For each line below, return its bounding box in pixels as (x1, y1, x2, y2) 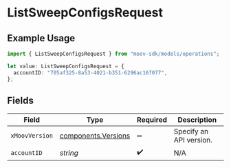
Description (177, 115, 217, 125)
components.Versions (59, 131, 131, 140)
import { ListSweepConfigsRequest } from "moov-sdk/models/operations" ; (7, 50, 220, 57)
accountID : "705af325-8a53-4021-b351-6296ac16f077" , (13, 69, 168, 76)
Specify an (173, 127, 208, 136)
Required (136, 115, 167, 125)
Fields (7, 94, 34, 106)
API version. (173, 136, 213, 145)
